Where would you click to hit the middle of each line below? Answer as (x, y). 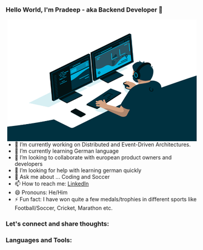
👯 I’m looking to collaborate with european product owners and (93, 158)
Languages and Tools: (39, 240)
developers (28, 164)
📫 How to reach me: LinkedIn (52, 184)
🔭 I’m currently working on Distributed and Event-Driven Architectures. (103, 145)
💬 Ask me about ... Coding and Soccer (62, 177)
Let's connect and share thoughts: (58, 224)
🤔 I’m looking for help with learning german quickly (78, 170)
